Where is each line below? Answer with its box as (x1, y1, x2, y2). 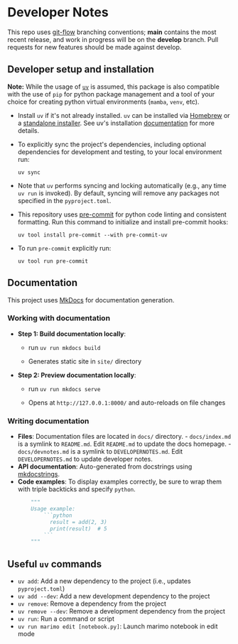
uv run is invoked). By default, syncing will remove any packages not (17, 189, 220, 197)
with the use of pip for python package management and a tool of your (7, 89, 215, 98)
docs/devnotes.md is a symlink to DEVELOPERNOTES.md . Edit (17, 447, 183, 456)
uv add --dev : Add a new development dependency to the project (17, 592, 210, 601)
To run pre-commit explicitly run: (17, 244, 112, 252)
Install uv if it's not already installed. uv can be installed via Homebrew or (17, 111, 230, 119)
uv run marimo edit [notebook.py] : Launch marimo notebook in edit (17, 622, 218, 631)
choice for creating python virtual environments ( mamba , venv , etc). (7, 97, 200, 106)
